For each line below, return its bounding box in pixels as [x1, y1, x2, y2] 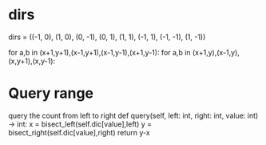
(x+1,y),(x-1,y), [192, 47, 240, 57]
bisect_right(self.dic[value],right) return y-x [8, 127, 150, 137]
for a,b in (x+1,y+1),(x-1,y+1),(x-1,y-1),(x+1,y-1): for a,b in [8, 47, 191, 57]
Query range [8, 84, 94, 103]
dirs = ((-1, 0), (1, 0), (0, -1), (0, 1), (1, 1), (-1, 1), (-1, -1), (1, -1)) [8, 32, 206, 42]
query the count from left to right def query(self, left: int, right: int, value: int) [8, 111, 259, 120]
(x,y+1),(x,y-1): [8, 56, 56, 66]
